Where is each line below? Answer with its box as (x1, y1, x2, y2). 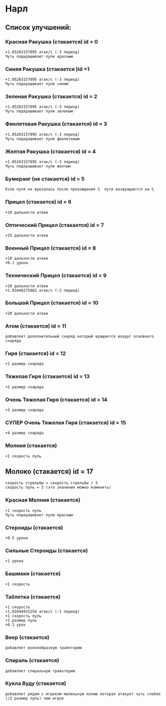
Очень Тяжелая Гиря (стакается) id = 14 (5, 396, 108, 403)
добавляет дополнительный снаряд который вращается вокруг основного (5, 334, 154, 339)
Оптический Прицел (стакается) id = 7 (5, 221, 104, 228)
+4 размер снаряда (5, 431, 44, 436)
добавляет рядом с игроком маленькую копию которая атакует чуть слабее (5, 691, 161, 696)
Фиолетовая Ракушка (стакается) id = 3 (5, 120, 107, 127)
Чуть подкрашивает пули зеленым (5, 109, 73, 114)
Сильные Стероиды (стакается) (5, 547, 88, 554)
